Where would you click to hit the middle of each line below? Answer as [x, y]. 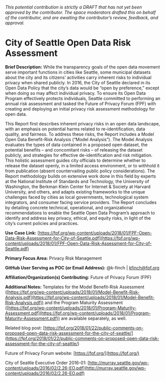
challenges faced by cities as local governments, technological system [77, 197]
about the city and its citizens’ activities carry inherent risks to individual [78, 77]
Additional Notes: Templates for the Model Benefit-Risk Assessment [75, 287]
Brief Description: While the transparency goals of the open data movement [82, 67]
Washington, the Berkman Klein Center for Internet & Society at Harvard [78, 187]
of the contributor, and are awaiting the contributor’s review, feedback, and [82, 18]
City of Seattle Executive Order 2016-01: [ [47, 363]
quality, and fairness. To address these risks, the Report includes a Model [80, 134]
